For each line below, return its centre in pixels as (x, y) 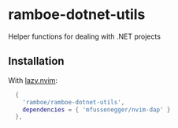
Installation (36, 61)
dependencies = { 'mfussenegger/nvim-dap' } (96, 109)
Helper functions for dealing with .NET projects (85, 36)
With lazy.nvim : (33, 80)
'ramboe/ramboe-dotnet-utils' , (74, 102)
